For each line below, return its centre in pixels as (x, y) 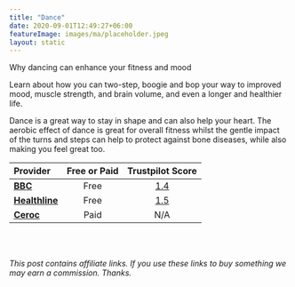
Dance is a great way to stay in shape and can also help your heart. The (140, 121)
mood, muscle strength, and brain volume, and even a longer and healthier (146, 94)
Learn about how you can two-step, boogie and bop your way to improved (145, 84)
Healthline (36, 201)
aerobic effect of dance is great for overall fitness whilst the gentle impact (144, 131)
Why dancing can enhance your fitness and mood (100, 68)
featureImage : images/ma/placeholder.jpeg (89, 34)
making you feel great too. (57, 149)
